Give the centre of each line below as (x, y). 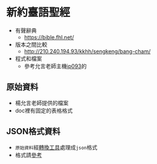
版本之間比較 (31, 44)
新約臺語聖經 (38, 12)
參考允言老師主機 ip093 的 (55, 66)
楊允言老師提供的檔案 (42, 103)
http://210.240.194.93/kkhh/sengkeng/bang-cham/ (87, 51)
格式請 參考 (28, 155)
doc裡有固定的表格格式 (44, 111)
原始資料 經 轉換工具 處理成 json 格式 (56, 147)
